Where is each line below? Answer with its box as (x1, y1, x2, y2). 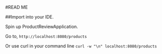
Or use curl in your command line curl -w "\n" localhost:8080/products (5, 43, 157, 49)
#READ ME (5, 4, 28, 10)
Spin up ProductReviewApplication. (5, 23, 78, 29)
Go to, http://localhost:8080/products (5, 33, 87, 39)
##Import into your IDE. (5, 14, 54, 19)
